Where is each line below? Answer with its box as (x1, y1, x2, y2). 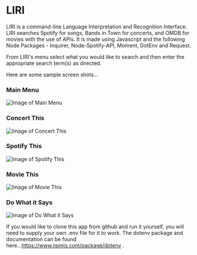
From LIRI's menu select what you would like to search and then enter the (6, 53, 185, 60)
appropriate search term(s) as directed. (6, 60, 102, 67)
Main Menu (6, 86, 40, 94)
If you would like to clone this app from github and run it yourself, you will (6, 223, 184, 230)
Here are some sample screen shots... (6, 71, 98, 78)
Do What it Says (6, 198, 53, 207)
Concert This (6, 114, 45, 122)
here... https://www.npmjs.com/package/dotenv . (6, 242, 124, 249)
